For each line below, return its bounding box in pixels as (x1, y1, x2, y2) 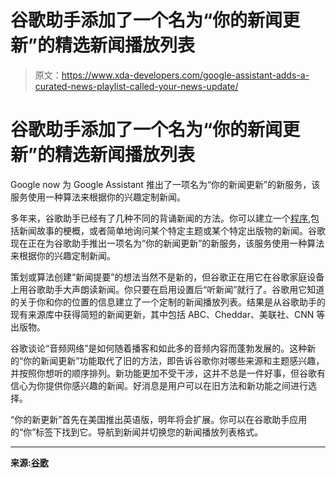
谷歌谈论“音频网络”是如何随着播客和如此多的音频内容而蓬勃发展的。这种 (10, 342, 308, 354)
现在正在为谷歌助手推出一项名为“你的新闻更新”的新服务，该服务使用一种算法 (10, 237, 325, 249)
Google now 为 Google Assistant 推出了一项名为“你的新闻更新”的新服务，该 (10, 178, 321, 190)
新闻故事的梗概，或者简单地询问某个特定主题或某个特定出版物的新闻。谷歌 (18, 224, 326, 236)
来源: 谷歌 (10, 456, 49, 468)
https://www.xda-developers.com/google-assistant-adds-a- (61, 69, 310, 81)
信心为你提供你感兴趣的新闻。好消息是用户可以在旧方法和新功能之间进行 (10, 379, 308, 391)
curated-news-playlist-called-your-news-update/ (34, 80, 239, 92)
